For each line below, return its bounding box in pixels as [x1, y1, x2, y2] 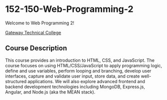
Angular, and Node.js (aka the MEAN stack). [5, 89, 96, 95]
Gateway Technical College [5, 29, 61, 35]
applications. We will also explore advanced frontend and [27, 78, 146, 84]
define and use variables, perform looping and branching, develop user [5, 68, 152, 74]
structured [5, 78, 27, 84]
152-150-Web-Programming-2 [5, 3, 134, 15]
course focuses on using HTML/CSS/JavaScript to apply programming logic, [5, 62, 163, 68]
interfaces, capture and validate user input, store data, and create [5, 73, 140, 79]
